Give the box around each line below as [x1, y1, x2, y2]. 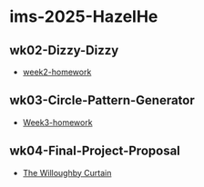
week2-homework [22, 66, 92, 77]
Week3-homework [22, 116, 93, 128]
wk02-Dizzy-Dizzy [9, 43, 119, 58]
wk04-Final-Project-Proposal [9, 143, 180, 159]
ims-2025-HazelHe [9, 6, 158, 27]
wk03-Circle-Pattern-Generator [9, 93, 196, 108]
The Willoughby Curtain [22, 167, 112, 178]
